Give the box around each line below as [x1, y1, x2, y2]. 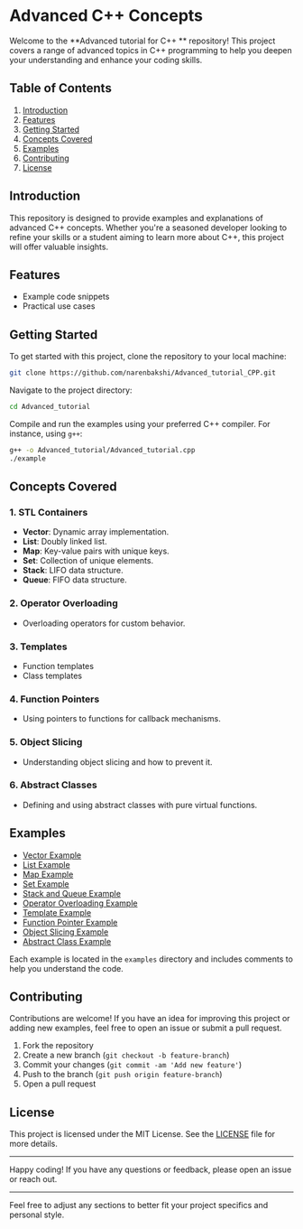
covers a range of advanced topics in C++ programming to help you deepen [9, 44, 293, 55]
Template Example [22, 907, 92, 917]
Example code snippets [22, 291, 110, 303]
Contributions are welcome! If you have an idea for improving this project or [9, 1013, 290, 1024]
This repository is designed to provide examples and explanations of [9, 212, 264, 223]
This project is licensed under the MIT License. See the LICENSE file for [9, 1129, 276, 1140]
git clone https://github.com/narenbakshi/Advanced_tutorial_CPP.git [9, 368, 277, 377]
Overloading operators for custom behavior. [22, 618, 186, 628]
